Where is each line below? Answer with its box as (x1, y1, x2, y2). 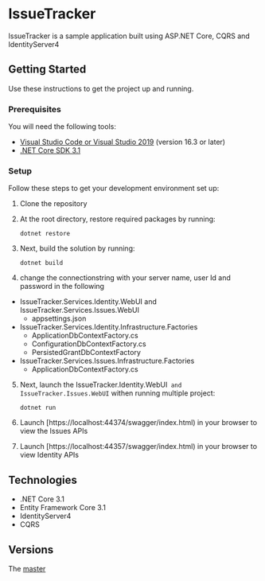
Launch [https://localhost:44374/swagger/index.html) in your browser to (19, 418, 257, 427)
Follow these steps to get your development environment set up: (8, 184, 220, 193)
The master (8, 563, 46, 573)
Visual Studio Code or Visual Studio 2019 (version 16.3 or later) (19, 137, 225, 147)
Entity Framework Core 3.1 (19, 503, 106, 513)
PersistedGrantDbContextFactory (31, 348, 142, 357)
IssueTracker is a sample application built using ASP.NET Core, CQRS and (8, 31, 251, 41)
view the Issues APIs (19, 427, 88, 436)
